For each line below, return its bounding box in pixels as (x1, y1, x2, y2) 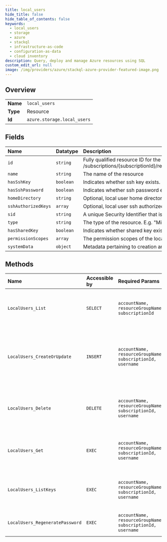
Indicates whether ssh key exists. (83, 179, 161, 185)
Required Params (118, 278, 160, 285)
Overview (5, 86, 36, 94)
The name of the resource (83, 170, 144, 177)
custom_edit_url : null (5, 63, 52, 68)
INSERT (86, 354, 102, 360)
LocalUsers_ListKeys (7, 487, 56, 493)
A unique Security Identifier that (83, 211, 158, 218)
